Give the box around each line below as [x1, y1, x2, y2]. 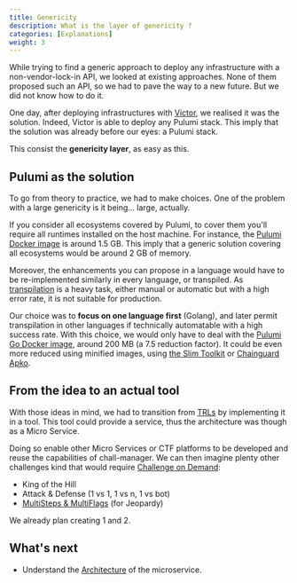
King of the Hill [21, 478, 77, 489]
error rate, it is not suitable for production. [9, 294, 162, 304]
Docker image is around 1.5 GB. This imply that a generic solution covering [9, 239, 281, 249]
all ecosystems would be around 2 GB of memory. [9, 248, 192, 258]
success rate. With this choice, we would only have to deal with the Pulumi [9, 329, 282, 340]
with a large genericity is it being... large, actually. [9, 202, 191, 213]
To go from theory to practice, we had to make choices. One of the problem [9, 193, 285, 204]
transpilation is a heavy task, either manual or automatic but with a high [9, 284, 270, 295]
